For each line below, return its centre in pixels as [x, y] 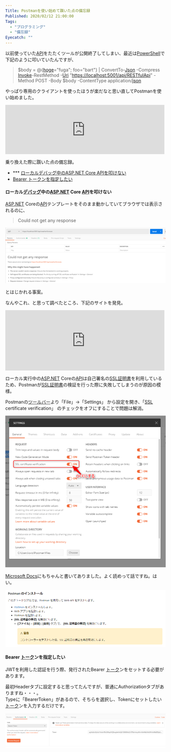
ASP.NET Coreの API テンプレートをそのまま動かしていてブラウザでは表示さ [84, 204]
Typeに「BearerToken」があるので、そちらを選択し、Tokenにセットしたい [83, 699]
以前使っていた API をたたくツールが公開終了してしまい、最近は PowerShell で [85, 53]
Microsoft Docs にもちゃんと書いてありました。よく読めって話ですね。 [79, 576]
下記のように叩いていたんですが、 [41, 59]
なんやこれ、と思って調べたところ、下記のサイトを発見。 [65, 303]
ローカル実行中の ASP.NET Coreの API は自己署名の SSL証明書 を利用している [84, 378]
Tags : [11, 21]
